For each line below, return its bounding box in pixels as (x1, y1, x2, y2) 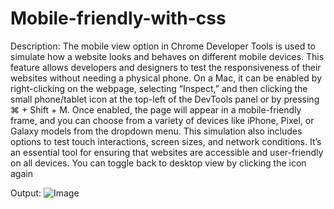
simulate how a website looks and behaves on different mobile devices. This (10, 50, 325, 62)
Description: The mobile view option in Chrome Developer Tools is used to (10, 40, 316, 52)
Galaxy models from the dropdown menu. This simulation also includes (10, 125, 303, 137)
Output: (10, 187, 42, 199)
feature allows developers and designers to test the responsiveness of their (10, 61, 322, 73)
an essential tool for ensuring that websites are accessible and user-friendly (10, 146, 324, 158)
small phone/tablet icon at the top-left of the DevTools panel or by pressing (10, 93, 320, 105)
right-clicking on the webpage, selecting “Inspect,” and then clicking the (10, 82, 308, 94)
